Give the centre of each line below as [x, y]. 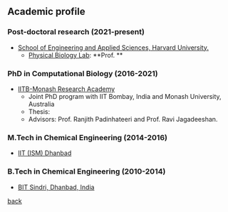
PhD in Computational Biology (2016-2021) [83, 73]
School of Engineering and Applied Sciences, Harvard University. [113, 47]
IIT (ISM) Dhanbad [45, 153]
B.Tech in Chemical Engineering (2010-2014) [87, 171]
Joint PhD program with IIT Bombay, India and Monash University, [125, 96]
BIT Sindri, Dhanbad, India [56, 187]
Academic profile [46, 12]
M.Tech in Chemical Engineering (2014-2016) [87, 137]
